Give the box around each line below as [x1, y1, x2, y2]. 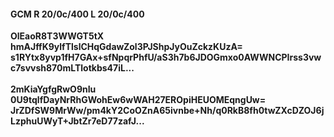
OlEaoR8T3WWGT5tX [10, 30, 105, 42]
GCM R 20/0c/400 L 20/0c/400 [10, 8, 145, 20]
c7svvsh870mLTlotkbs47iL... [10, 62, 135, 74]
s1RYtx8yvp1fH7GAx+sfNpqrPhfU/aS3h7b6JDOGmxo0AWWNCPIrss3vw [10, 51, 322, 64]
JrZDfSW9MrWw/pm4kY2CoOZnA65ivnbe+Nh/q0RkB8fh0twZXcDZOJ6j [10, 105, 325, 117]
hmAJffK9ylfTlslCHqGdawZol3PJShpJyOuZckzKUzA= [10, 41, 243, 53]
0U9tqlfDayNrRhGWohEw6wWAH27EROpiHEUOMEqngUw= [10, 94, 267, 106]
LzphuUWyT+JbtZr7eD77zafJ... [10, 115, 145, 127]
